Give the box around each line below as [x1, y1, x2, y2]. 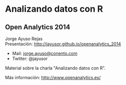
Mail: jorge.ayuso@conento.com [12, 50, 78, 56]
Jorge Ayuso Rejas [5, 36, 43, 42]
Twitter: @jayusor [12, 56, 48, 62]
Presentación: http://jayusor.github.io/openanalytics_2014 [5, 41, 121, 47]
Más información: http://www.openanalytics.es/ [5, 75, 101, 80]
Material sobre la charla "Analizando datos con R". [5, 65, 106, 71]
